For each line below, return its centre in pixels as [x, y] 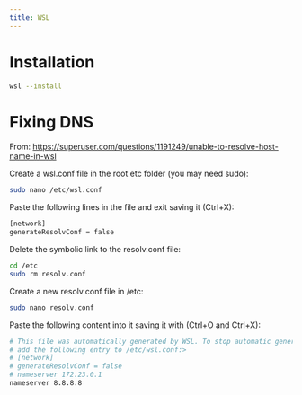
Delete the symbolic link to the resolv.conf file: [95, 249]
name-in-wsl [33, 156]
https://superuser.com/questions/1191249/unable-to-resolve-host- [155, 147]
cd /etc [24, 266]
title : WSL [30, 18]
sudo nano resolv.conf [52, 307]
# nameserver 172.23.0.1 [56, 375]
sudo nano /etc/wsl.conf [56, 190]
